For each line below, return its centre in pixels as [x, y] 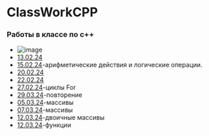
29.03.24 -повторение [49, 95]
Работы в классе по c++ [50, 35]
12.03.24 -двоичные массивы [60, 118]
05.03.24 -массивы [45, 103]
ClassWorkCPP [52, 12]
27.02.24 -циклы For [46, 87]
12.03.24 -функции [44, 125]
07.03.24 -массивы [45, 110]
